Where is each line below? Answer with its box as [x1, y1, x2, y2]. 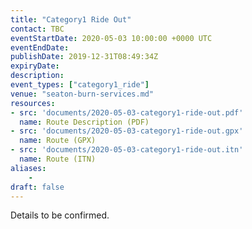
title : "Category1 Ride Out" [10, 14, 132, 25]
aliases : [10, 163, 47, 173]
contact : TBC [10, 24, 65, 34]
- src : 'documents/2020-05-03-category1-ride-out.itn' [10, 145, 244, 155]
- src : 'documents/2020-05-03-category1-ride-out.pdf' [10, 107, 244, 118]
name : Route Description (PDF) [19, 117, 150, 127]
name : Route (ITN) [19, 154, 97, 164]
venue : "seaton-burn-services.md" [10, 89, 155, 99]
